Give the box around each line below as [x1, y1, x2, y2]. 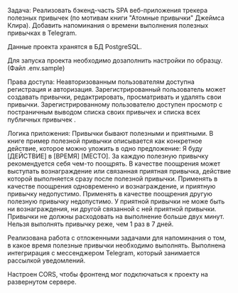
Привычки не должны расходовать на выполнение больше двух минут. [7, 213, 225, 220]
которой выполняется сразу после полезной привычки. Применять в [7, 174, 218, 183]
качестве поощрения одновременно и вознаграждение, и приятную [7, 182, 216, 191]
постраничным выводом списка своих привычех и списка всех [7, 108, 201, 116]
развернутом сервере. [7, 277, 77, 286]
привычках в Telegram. [7, 28, 77, 37]
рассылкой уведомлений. [7, 256, 86, 265]
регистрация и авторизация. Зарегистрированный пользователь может [7, 85, 226, 93]
